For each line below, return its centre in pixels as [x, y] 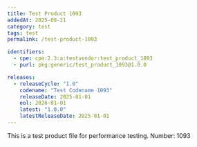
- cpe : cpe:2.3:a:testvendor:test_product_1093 [83, 59]
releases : [21, 77]
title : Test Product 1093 [44, 14]
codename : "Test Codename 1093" [66, 90]
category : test [29, 26]
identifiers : [26, 52]
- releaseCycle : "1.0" [46, 84]
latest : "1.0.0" [43, 110]
